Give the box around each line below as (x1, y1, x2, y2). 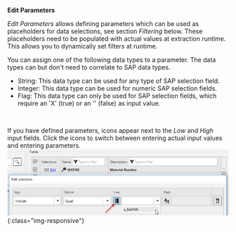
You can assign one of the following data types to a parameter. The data (7, 56, 216, 64)
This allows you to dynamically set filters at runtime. (7, 42, 158, 50)
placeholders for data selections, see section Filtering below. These (7, 27, 203, 35)
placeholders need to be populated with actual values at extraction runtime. (7, 34, 226, 43)
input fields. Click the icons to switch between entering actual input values (7, 134, 223, 142)
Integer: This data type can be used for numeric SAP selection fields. (17, 84, 218, 92)
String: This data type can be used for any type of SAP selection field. (17, 77, 220, 85)
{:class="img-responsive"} (7, 216, 85, 224)
